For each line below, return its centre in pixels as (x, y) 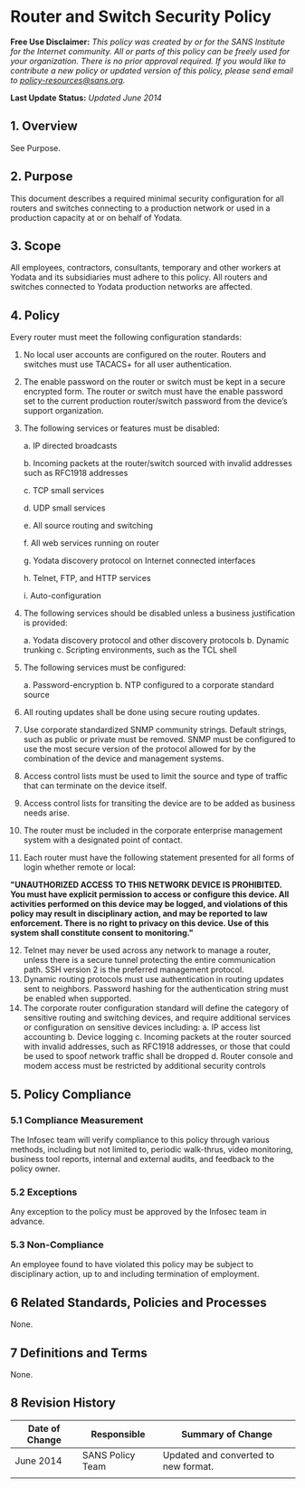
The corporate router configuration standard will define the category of (156, 1008)
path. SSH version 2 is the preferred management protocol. (133, 969)
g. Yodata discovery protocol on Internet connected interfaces (139, 561)
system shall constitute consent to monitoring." (102, 933)
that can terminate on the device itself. (95, 786)
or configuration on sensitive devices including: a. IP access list (142, 1027)
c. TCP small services (64, 491)
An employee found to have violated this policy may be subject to (132, 1264)
